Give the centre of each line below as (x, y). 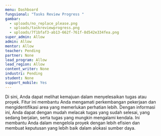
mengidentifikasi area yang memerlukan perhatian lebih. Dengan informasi (80, 107)
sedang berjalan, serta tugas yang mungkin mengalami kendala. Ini (72, 117)
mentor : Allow (20, 46)
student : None (20, 78)
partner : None (20, 55)
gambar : (13, 19)
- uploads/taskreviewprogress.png (45, 28)
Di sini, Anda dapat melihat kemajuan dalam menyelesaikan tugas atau (76, 97)
